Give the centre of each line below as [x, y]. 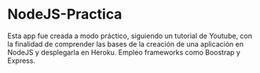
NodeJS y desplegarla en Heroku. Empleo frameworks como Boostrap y [124, 52]
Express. [22, 61]
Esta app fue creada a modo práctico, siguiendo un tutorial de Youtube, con [130, 36]
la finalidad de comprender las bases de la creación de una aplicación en [126, 43]
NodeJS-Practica [65, 14]
